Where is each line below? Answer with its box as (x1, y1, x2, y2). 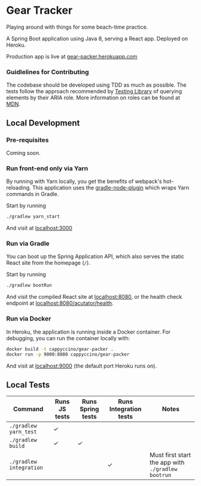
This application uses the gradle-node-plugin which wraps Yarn (32, 184, 190, 191)
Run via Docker (6, 314, 51, 323)
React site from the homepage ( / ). (6, 259, 91, 267)
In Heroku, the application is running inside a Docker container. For (6, 328, 171, 335)
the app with (149, 459, 185, 467)
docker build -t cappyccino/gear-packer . (6, 346, 114, 352)
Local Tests (6, 380, 50, 390)
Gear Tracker (6, 4, 73, 17)
